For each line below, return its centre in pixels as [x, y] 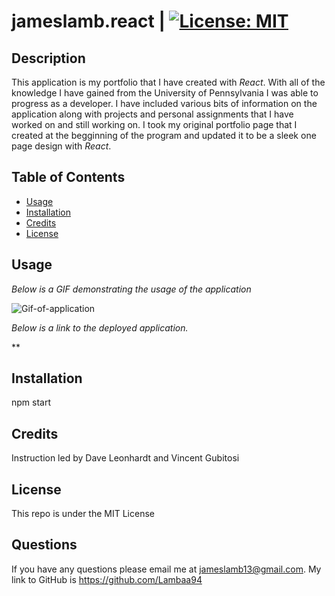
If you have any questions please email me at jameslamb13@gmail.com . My [166, 569]
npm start [31, 402]
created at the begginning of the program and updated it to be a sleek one [164, 135]
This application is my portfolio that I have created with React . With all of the [168, 82]
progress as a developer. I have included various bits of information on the [164, 103]
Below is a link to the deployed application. [100, 327]
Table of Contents [68, 177]
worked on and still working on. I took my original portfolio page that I [154, 124]
